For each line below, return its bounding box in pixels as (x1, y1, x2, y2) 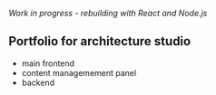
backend (21, 77, 55, 88)
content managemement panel (21, 67, 137, 78)
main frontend (21, 58, 74, 69)
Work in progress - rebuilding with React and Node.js (8, 8, 208, 18)
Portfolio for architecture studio (8, 33, 191, 49)
